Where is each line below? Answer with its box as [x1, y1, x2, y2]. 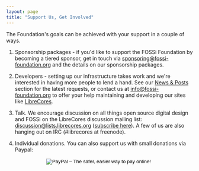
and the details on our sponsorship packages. [52, 61, 164, 68]
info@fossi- [130, 85, 159, 92]
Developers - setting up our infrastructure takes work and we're [14, 72, 171, 80]
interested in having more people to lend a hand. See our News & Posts [14, 78, 189, 86]
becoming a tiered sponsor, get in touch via [14, 55, 121, 62]
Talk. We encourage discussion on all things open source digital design [14, 109, 188, 116]
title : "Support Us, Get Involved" [6, 14, 94, 20]
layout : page [6, 8, 38, 15]
